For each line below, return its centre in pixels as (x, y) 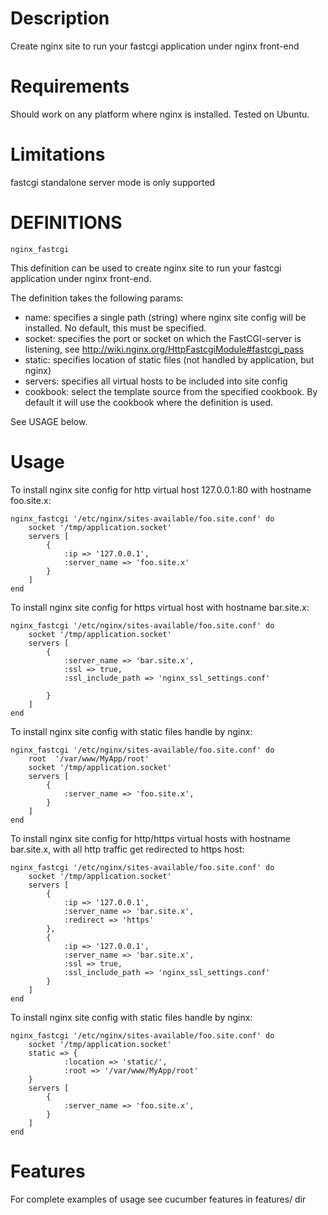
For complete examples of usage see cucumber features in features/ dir (158, 1199)
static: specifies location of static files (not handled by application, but (169, 359)
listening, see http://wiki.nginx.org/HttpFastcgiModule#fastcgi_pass (164, 349)
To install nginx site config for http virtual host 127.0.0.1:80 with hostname (161, 489)
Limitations (58, 154)
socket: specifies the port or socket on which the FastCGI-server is (163, 338)
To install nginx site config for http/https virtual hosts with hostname (150, 838)
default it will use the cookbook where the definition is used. (149, 402)
